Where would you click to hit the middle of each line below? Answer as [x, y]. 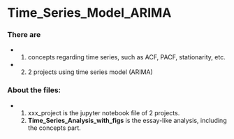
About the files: [34, 90]
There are [24, 35]
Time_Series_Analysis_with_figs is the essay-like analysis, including [127, 120]
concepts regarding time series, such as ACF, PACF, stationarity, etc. [126, 57]
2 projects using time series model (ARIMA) [90, 72]
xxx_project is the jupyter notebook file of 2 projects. [104, 112]
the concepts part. [54, 128]
